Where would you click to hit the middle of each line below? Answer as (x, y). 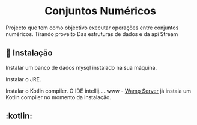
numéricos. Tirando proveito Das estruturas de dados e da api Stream (92, 34)
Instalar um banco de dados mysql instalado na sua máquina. (81, 67)
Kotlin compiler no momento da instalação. (59, 97)
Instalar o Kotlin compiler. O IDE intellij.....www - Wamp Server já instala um (98, 91)
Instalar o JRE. (23, 79)
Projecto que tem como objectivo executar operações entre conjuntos (92, 28)
